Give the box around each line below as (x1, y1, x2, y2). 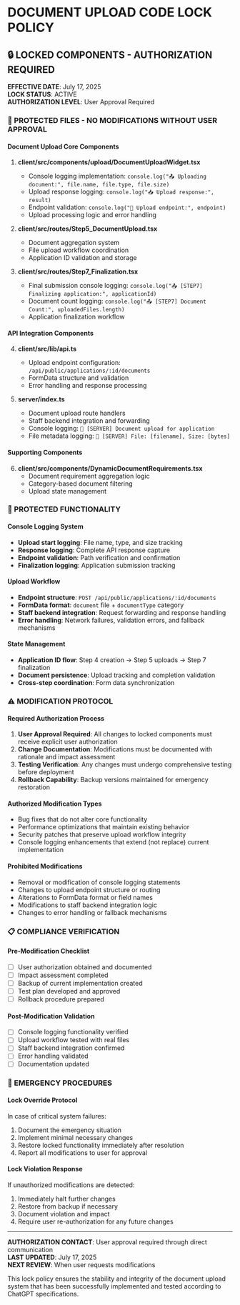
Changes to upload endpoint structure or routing (17, 885, 161, 894)
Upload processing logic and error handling (28, 211, 157, 219)
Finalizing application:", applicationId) (28, 291, 157, 298)
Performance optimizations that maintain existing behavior (17, 823, 190, 831)
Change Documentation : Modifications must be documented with (17, 745, 213, 754)
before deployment (17, 768, 74, 776)
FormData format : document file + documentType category (17, 601, 184, 609)
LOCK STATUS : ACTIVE (7, 90, 77, 99)
